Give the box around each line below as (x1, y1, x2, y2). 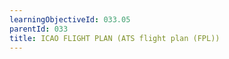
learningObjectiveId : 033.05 (9, 14, 131, 25)
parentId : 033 (9, 24, 69, 34)
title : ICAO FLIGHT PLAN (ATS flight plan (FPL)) (9, 33, 221, 43)
